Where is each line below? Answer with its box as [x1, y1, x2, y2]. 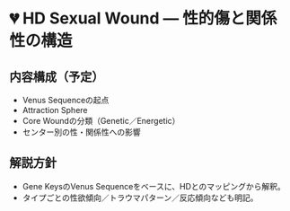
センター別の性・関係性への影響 [22, 127, 141, 137]
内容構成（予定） [9, 69, 104, 84]
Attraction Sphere [22, 105, 88, 115]
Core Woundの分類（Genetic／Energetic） [22, 116, 180, 126]
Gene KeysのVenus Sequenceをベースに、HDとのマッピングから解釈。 [22, 180, 286, 191]
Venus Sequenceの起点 [22, 95, 110, 105]
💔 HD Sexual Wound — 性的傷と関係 [9, 8, 277, 29]
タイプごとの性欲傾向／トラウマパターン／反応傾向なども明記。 [22, 192, 259, 203]
